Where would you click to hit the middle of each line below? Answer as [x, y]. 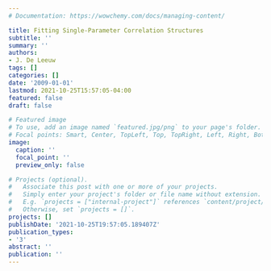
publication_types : [41, 232]
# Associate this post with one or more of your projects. [113, 187]
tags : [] [23, 68]
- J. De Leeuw [32, 60]
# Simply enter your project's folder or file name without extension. [135, 194]
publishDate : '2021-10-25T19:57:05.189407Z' [84, 224]
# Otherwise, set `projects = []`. [72, 210]
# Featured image [38, 120]
